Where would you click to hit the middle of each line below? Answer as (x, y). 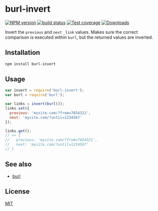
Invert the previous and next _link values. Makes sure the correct (72, 32)
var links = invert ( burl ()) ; (35, 104)
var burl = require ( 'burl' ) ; (35, 95)
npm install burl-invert (30, 64)
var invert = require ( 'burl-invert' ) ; (45, 91)
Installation (23, 53)
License (17, 192)
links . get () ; (18, 131)
